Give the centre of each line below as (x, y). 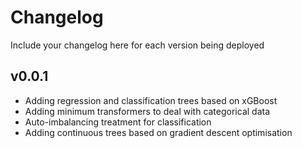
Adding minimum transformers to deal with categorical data (147, 111)
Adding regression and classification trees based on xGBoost (151, 100)
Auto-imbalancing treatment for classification (118, 122)
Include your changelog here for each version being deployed (137, 45)
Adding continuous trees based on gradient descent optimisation (158, 132)
